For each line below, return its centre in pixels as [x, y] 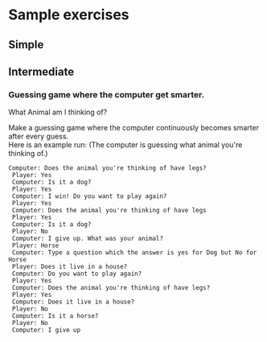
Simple [26, 45]
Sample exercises [69, 15]
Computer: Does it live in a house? [73, 302]
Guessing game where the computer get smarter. [107, 94]
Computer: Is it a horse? [55, 316]
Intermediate [41, 71]
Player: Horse [35, 246]
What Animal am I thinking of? [58, 112]
